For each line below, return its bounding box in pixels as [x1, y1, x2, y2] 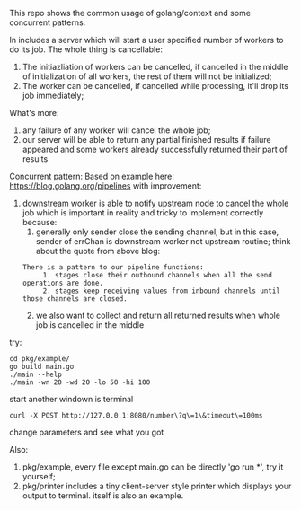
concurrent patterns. [9, 17, 86, 28]
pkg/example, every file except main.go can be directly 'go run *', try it [22, 462, 284, 472]
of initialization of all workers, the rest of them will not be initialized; [22, 71, 272, 82]
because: [22, 217, 58, 227]
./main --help [9, 370, 63, 379]
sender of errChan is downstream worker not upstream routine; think [35, 236, 291, 246]
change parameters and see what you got [9, 426, 164, 437]
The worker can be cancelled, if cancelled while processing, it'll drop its [22, 81, 289, 91]
